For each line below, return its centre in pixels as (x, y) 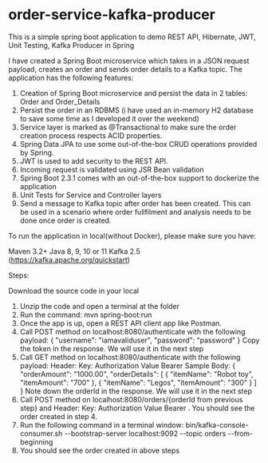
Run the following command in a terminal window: (102, 425)
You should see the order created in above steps (100, 450)
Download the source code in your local (74, 291)
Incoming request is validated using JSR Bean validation (112, 169)
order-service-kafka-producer (112, 15)
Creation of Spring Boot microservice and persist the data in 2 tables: (134, 93)
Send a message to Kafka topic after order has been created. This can (135, 203)
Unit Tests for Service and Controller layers (91, 195)
